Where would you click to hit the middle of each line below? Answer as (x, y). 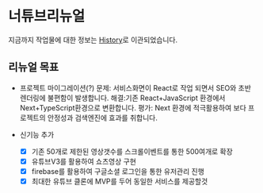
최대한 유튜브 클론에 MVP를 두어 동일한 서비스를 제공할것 (120, 181)
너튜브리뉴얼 (47, 16)
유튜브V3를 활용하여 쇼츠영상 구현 (84, 161)
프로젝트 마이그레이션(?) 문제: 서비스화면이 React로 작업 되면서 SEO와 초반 (135, 87)
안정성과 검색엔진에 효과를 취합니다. (103, 118)
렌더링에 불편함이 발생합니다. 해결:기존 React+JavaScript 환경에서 (122, 98)
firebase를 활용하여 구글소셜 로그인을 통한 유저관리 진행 (118, 171)
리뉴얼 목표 (34, 67)
